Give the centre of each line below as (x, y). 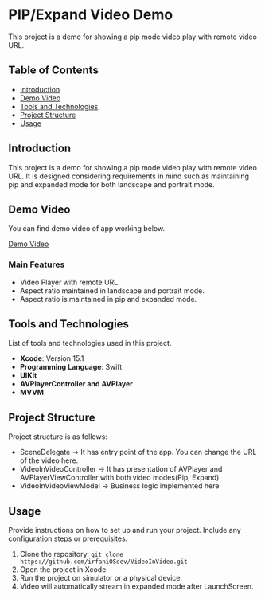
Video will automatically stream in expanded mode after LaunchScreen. (136, 586)
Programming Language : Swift (71, 367)
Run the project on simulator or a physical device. (101, 578)
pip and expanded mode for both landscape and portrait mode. (111, 184)
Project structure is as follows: (58, 437)
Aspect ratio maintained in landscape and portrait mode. (112, 290)
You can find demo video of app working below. (87, 229)
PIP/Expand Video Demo (91, 15)
